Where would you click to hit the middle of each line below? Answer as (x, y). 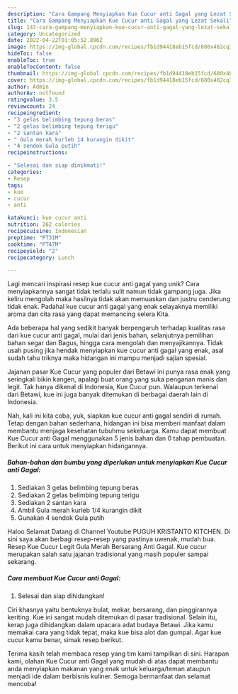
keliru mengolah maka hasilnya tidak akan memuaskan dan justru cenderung (119, 299)
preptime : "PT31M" (34, 238)
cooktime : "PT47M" (34, 244)
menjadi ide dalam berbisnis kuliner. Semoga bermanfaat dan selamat (109, 676)
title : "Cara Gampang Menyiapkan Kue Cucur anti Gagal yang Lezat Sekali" (120, 21)
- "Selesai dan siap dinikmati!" (57, 166)
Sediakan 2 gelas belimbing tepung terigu (78, 495)
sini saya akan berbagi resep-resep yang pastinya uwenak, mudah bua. (112, 539)
